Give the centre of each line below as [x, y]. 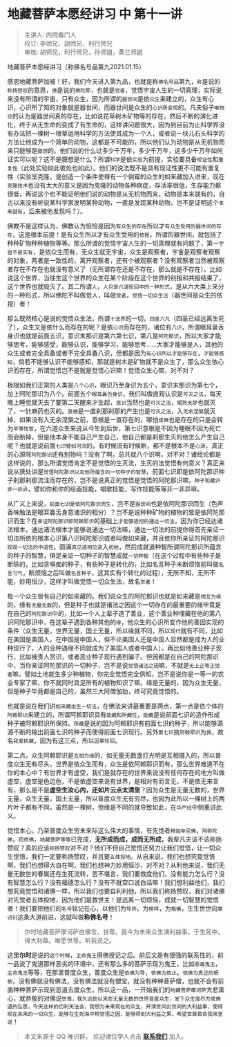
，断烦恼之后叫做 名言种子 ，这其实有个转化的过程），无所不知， [110, 572]
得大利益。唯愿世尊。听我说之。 [69, 940]
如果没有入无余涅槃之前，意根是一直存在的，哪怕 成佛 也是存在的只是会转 [121, 419]
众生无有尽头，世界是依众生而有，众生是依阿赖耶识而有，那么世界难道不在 [119, 764]
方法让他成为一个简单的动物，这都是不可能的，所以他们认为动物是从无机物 [113, 142]
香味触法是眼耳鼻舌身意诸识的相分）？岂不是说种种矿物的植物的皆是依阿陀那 [116, 512]
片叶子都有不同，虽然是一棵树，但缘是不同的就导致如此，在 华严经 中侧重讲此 [115, 807]
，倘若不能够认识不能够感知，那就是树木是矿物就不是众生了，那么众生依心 [118, 361]
